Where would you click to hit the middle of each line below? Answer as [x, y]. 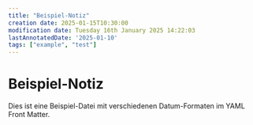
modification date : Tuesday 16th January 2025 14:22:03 [102, 30]
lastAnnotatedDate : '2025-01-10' [63, 38]
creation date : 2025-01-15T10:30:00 [68, 23]
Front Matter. [29, 115]
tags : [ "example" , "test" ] [52, 45]
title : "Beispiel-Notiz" [49, 15]
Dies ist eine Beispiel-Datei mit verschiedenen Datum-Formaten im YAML [127, 106]
